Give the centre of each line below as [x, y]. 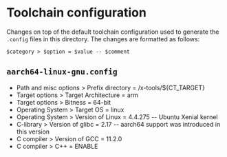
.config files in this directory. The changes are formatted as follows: [103, 39]
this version [33, 132]
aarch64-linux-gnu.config [62, 72]
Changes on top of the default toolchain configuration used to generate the [113, 32]
